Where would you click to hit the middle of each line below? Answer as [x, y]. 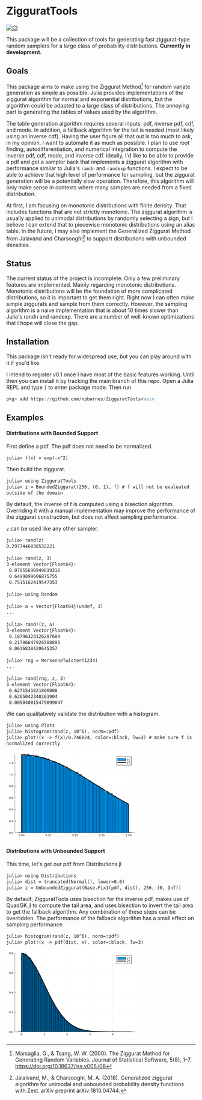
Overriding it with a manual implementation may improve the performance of [101, 511]
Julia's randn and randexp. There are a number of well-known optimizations [100, 316]
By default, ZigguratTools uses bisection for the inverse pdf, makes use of [98, 899]
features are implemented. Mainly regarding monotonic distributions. [91, 284]
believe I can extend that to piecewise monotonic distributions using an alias [101, 225]
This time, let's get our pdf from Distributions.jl [64, 864]
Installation [28, 342]
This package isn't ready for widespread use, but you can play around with [99, 356]
